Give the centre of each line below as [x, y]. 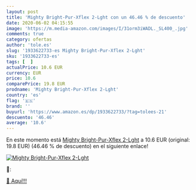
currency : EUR [24, 73]
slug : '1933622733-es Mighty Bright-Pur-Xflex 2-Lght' [76, 51]
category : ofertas [29, 39]
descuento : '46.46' [30, 117]
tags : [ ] [20, 62]
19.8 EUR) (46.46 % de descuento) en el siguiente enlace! [77, 146]
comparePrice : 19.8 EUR [36, 84]
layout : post [22, 12]
